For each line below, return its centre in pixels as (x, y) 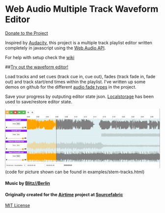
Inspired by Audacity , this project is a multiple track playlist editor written (79, 42)
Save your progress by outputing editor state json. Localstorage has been (79, 96)
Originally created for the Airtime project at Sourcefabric (64, 194)
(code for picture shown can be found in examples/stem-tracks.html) (75, 172)
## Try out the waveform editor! (37, 67)
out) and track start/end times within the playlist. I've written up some (75, 82)
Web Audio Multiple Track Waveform (82, 9)
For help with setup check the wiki (40, 57)
